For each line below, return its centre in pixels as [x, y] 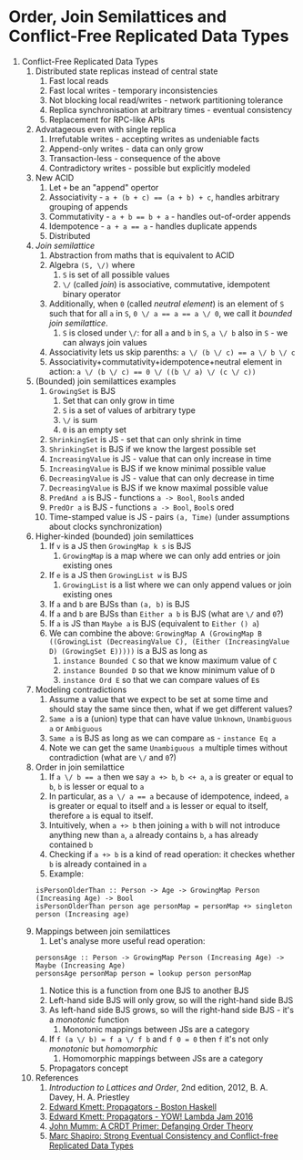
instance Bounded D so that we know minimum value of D [168, 670]
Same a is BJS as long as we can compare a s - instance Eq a [162, 738]
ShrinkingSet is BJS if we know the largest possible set [152, 449]
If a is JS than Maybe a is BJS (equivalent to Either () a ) [154, 623]
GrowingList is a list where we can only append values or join [177, 585]
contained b [71, 844]
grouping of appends [88, 206]
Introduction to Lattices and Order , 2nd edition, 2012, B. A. [158, 1087]
